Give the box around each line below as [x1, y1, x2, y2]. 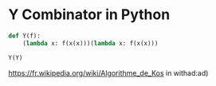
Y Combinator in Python [8, 6, 171, 24]
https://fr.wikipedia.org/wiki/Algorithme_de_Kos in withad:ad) [8, 68, 209, 77]
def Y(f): [8, 32, 41, 40]
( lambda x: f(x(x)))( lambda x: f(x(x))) [22, 39, 159, 47]
